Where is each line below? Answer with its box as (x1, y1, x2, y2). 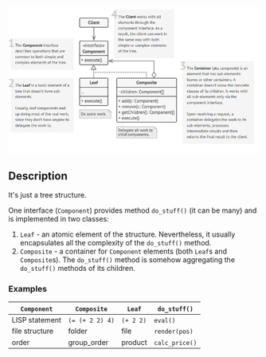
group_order (68, 337, 109, 347)
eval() (154, 317, 176, 325)
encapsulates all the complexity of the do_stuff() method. (19, 238, 212, 248)
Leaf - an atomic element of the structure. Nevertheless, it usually (19, 229, 236, 239)
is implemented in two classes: (8, 214, 109, 224)
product (121, 337, 147, 347)
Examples (8, 284, 48, 295)
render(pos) (154, 328, 194, 336)
